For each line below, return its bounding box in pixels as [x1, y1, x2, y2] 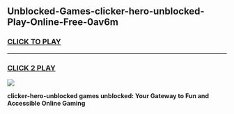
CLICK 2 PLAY [7, 63, 56, 73]
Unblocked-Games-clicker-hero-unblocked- [7, 6, 205, 17]
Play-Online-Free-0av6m [7, 17, 118, 28]
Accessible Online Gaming [7, 99, 86, 107]
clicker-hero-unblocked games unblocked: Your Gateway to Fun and [7, 91, 210, 99]
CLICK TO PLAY [7, 37, 61, 47]
